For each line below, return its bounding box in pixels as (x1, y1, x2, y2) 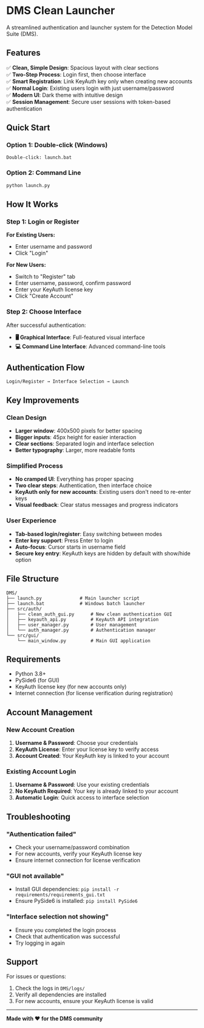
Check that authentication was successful (15, 933, 120, 940)
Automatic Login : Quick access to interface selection (15, 794, 149, 801)
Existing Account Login (6, 767, 76, 775)
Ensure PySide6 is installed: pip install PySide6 (15, 897, 138, 905)
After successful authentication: (6, 321, 86, 329)
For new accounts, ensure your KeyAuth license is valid (15, 998, 154, 1005)
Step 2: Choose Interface (6, 307, 82, 316)
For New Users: (6, 261, 47, 269)
